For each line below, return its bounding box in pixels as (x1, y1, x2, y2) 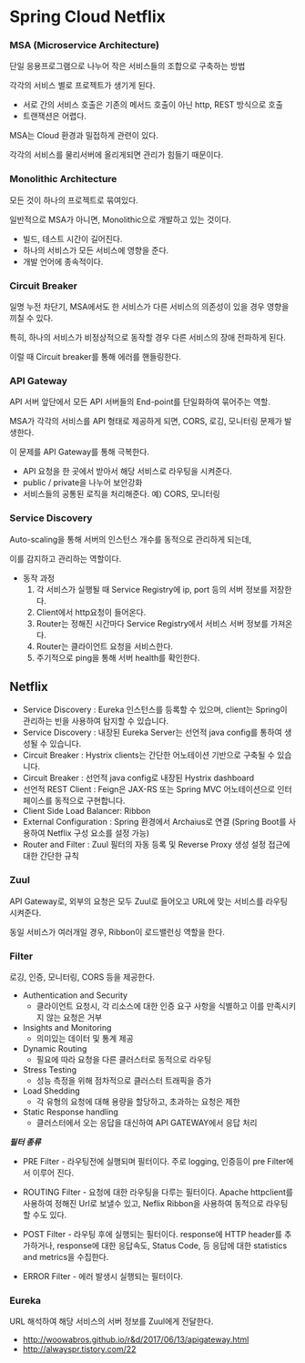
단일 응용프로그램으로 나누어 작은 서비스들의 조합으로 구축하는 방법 (9, 61, 246, 72)
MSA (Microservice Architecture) (9, 39, 159, 52)
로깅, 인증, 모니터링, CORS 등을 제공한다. (9, 971, 156, 982)
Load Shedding (22, 1085, 80, 1096)
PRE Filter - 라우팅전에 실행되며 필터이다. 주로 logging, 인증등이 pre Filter (22, 1156, 287, 1167)
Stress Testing (22, 1064, 77, 1075)
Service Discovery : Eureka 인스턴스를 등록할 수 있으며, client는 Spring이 (22, 704, 289, 716)
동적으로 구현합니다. (54, 795, 126, 807)
